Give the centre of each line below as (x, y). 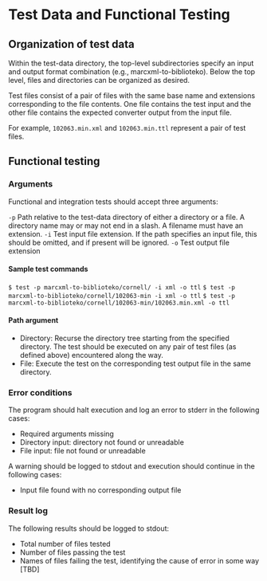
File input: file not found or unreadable (82, 451)
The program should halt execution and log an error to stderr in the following (134, 410)
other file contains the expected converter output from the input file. (120, 112)
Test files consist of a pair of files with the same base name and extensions (132, 96)
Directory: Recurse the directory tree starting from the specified (124, 338)
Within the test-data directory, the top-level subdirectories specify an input (131, 63)
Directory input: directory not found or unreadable (102, 442)
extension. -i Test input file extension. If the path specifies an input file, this (133, 234)
